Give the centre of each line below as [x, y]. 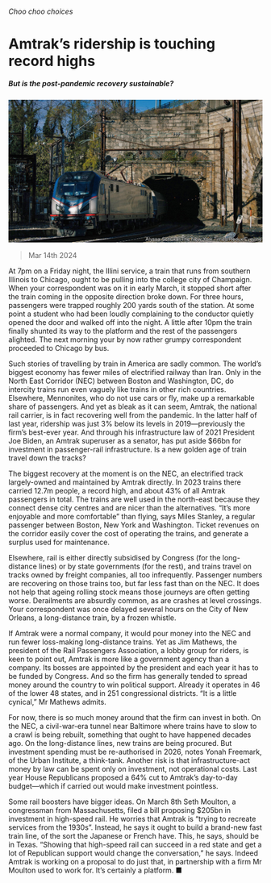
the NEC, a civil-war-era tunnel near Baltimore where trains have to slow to [133, 727]
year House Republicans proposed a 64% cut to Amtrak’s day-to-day [123, 777]
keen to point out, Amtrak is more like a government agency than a [119, 659]
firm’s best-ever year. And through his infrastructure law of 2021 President [132, 432]
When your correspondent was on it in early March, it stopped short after [130, 288]
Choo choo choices [41, 11]
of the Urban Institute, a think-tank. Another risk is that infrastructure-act [129, 760]
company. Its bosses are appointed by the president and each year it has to [133, 668]
